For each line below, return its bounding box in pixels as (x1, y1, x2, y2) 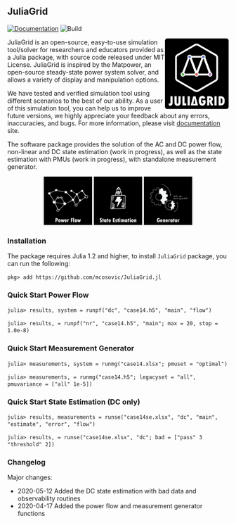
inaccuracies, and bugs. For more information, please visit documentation (7, 119, 221, 127)
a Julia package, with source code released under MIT (7, 53, 165, 61)
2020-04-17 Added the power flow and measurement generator (17, 502, 203, 510)
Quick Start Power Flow (7, 290, 89, 300)
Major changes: (7, 473, 53, 481)
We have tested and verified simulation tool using (7, 89, 150, 97)
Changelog (7, 457, 46, 467)
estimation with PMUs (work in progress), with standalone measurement (7, 155, 216, 163)
